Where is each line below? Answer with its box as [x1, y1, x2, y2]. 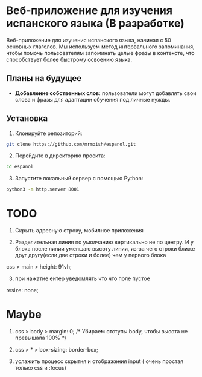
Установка [6, 113, 48, 124]
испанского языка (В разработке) [6, 16, 185, 30]
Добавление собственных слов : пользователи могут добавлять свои [14, 89, 197, 97]
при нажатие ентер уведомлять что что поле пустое [14, 275, 151, 282]
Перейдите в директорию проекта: [14, 152, 106, 159]
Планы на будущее [6, 73, 82, 84]
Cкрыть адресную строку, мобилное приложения [14, 227, 144, 234]
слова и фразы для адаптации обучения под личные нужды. [14, 96, 171, 103]
